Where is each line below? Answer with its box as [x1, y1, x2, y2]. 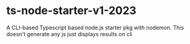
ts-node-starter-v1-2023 [6, 4, 137, 18]
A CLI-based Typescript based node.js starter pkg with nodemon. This [6, 24, 184, 31]
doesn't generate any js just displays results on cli [6, 30, 133, 37]
